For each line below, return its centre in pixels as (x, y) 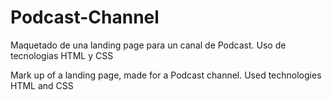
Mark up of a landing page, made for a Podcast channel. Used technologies (166, 75)
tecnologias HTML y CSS (62, 55)
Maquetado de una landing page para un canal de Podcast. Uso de (148, 45)
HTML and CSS (42, 85)
